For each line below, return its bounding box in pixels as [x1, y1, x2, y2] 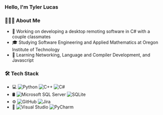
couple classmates [11, 34, 51, 40]
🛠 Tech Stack [4, 70, 39, 77]
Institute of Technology [11, 47, 60, 53]
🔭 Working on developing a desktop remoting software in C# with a [11, 29, 150, 35]
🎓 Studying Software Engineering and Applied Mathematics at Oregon [11, 39, 158, 46]
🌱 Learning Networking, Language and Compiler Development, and [11, 52, 150, 58]
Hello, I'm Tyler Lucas [4, 4, 58, 11]
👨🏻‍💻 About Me [4, 17, 40, 24]
